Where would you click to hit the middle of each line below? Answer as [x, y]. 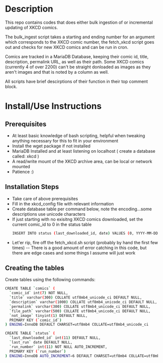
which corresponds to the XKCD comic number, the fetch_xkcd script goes [80, 42]
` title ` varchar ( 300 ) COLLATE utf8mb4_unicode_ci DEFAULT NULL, [76, 298]
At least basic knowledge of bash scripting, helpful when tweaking [79, 135]
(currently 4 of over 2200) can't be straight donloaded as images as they [78, 67]
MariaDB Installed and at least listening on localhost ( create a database [84, 151]
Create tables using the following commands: [50, 280]
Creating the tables [35, 268]
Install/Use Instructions [53, 106]
